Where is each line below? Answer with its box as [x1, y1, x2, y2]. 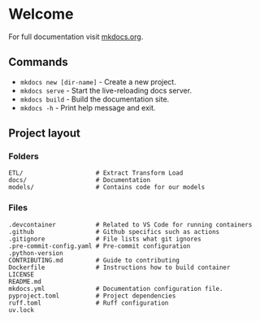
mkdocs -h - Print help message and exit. [19, 102, 156, 112]
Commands [8, 55, 69, 69]
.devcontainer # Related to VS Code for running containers [8, 220, 253, 228]
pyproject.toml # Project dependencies [8, 292, 176, 300]
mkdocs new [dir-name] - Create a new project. [19, 76, 176, 86]
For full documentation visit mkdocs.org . [8, 32, 144, 41]
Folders [8, 151, 39, 163]
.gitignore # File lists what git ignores [8, 235, 201, 243]
